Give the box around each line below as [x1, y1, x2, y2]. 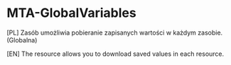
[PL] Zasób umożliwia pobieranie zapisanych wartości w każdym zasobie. [6, 28, 223, 37]
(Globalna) [6, 35, 38, 44]
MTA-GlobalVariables [6, 5, 136, 21]
